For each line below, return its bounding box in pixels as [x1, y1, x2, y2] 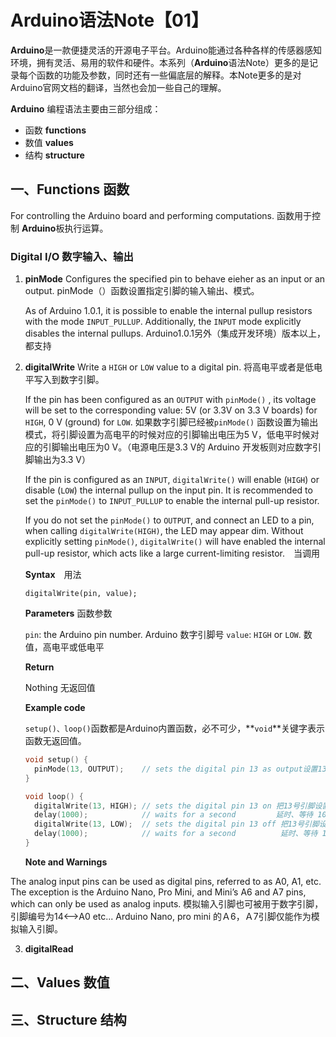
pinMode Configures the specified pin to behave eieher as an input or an [24, 273, 326, 285]
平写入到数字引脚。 [24, 374, 105, 386]
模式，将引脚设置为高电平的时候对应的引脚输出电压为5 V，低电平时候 [24, 429, 311, 441]
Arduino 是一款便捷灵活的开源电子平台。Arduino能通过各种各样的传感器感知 [10, 44, 323, 56]
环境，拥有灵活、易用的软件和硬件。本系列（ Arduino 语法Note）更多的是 [10, 56, 310, 68]
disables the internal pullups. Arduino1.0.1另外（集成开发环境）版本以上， [24, 327, 326, 340]
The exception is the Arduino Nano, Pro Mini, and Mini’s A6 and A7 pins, [10, 886, 307, 898]
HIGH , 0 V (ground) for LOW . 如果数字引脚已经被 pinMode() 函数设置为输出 [24, 416, 319, 428]
